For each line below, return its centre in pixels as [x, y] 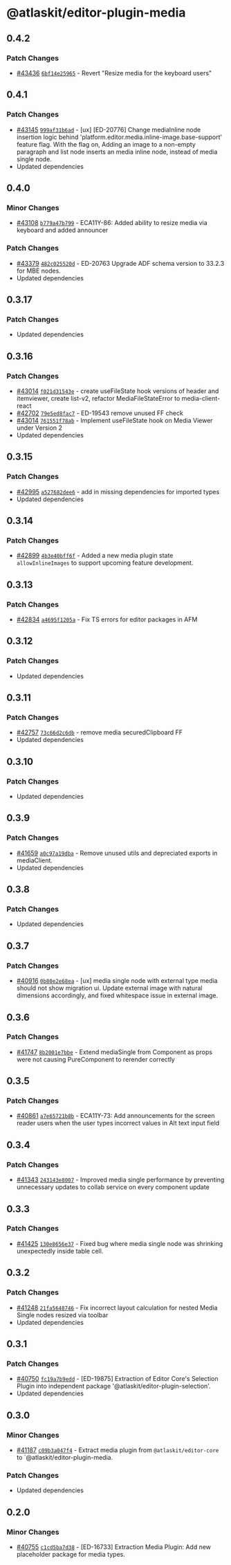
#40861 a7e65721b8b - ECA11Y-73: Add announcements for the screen [115, 1116]
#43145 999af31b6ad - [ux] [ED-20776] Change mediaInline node [109, 129]
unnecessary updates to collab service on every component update [113, 1187]
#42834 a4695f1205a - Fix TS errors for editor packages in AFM [107, 619]
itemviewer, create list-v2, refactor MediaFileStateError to [98, 398]
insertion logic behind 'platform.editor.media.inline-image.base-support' [119, 137]
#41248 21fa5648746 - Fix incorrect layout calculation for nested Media [117, 1308]
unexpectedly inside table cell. [60, 1251]
